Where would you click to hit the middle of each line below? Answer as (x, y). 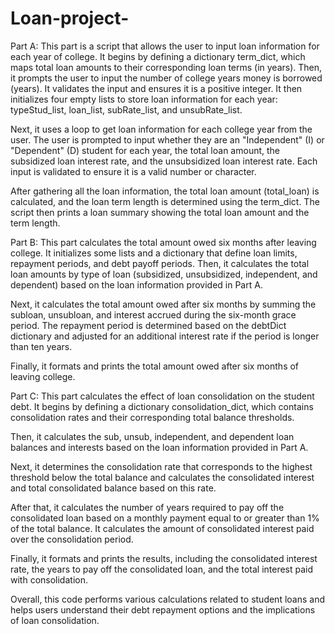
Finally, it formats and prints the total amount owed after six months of (155, 366)
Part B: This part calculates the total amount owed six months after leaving (163, 242)
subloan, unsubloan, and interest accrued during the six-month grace (153, 314)
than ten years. (41, 346)
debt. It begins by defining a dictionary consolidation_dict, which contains (162, 406)
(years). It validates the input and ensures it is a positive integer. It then (156, 88)
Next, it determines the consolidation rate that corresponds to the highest (161, 466)
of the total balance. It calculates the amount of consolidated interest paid (162, 528)
